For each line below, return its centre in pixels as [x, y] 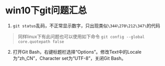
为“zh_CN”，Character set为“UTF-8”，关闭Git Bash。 [69, 58]
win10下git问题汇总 [46, 10]
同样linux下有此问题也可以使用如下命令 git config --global [81, 36]
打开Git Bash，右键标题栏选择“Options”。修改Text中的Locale [77, 52]
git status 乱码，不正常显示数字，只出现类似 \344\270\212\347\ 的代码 [86, 26]
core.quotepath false [41, 41]
